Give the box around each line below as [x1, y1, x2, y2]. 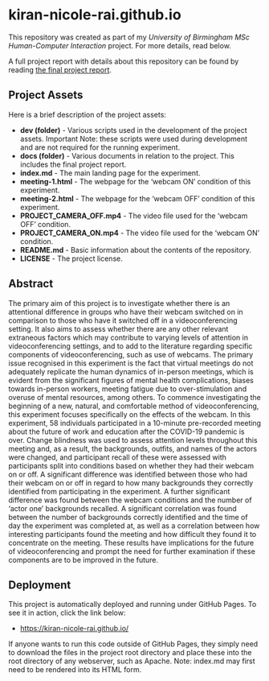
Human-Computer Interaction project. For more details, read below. [8, 40, 231, 50]
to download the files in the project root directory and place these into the [8, 648, 252, 658]
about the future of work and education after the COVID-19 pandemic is [8, 427, 245, 436]
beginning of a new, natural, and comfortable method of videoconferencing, [8, 401, 259, 411]
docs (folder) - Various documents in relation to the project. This [19, 151, 234, 160]
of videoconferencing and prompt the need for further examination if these [8, 546, 255, 556]
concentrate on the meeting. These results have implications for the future [8, 538, 255, 547]
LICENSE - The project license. [19, 254, 123, 263]
